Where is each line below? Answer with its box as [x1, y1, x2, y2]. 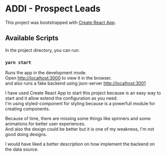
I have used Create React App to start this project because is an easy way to [5, 90, 161, 96]
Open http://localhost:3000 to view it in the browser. [5, 75, 112, 81]
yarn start [5, 59, 31, 65]
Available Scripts [5, 34, 58, 42]
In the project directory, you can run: [5, 47, 80, 53]
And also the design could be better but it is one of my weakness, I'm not [5, 126, 155, 132]
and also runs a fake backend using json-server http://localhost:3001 [5, 80, 146, 86]
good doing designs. [5, 132, 47, 138]
